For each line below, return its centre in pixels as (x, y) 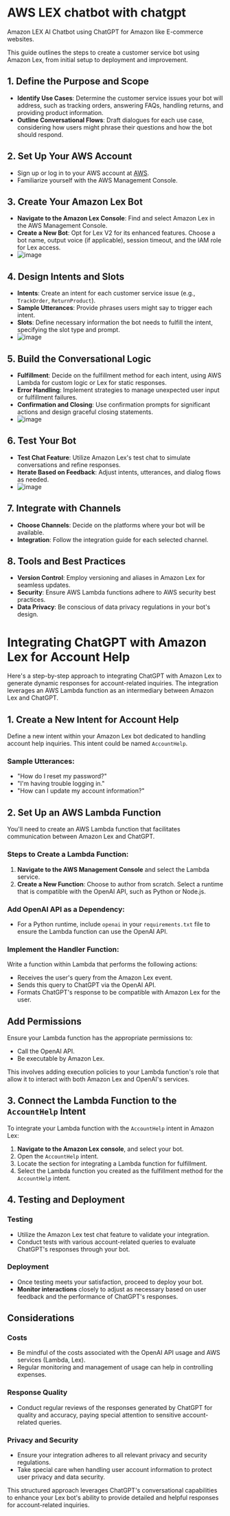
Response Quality (37, 1393)
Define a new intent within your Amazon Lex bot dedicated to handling (106, 736)
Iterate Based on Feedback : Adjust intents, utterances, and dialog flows (119, 472)
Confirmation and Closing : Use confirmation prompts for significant (114, 405)
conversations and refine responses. (69, 465)
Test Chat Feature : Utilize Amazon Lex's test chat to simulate (104, 457)
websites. (21, 39)
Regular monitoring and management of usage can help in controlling (115, 1367)
